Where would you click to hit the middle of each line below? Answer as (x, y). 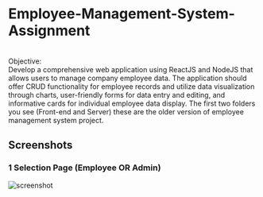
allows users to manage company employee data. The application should (128, 78)
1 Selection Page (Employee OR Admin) (85, 168)
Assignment (49, 31)
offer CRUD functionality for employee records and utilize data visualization (131, 86)
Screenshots (41, 145)
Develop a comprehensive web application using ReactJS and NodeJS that (131, 69)
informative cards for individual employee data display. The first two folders (132, 103)
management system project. (56, 120)
